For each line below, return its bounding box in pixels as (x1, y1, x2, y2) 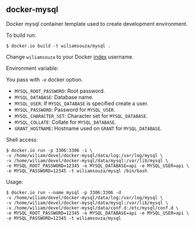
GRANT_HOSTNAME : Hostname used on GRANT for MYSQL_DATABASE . (14, 124, 162, 131)
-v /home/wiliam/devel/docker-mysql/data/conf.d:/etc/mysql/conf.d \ (6, 205, 179, 211)
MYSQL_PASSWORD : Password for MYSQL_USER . (14, 106, 116, 113)
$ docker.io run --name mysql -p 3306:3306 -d (6, 189, 121, 195)
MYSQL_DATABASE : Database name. (14, 93, 94, 100)
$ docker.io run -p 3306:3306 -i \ (6, 147, 93, 153)
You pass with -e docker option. (6, 76, 83, 83)
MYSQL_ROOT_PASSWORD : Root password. (14, 87, 105, 94)
